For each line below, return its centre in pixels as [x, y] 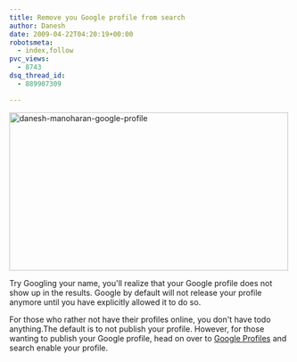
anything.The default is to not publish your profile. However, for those [137, 329]
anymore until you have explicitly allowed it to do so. [105, 302]
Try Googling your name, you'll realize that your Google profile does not [141, 283]
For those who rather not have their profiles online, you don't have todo [140, 319]
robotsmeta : [31, 42]
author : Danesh [37, 26]
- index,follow [45, 51]
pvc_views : [29, 59]
